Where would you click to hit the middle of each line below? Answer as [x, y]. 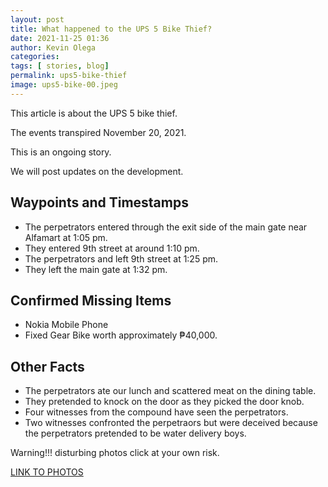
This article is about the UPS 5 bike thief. [94, 113]
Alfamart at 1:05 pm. [66, 237]
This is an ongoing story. [61, 152]
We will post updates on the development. [97, 171]
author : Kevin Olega [53, 47]
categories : [35, 57]
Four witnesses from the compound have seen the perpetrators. [156, 412]
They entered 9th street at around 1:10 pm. [112, 248]
